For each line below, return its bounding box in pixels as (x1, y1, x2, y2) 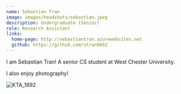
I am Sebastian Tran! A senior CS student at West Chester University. (6, 58, 176, 65)
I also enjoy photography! (6, 70, 68, 77)
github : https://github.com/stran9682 (11, 42, 108, 48)
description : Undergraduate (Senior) (6, 20, 100, 26)
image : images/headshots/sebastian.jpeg (6, 14, 108, 20)
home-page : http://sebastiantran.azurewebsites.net (11, 36, 143, 42)
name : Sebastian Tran (6, 8, 60, 15)
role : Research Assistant (6, 25, 70, 32)
